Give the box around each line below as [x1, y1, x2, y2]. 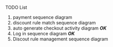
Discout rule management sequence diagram [12, 36, 108, 42]
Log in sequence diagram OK [12, 31, 75, 36]
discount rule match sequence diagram [12, 20, 96, 26]
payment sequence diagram [12, 14, 72, 20]
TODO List [5, 5, 27, 10]
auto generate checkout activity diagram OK [12, 25, 107, 31]
